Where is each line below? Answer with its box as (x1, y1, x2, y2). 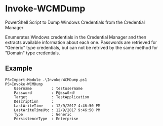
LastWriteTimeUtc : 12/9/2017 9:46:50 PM (14, 107, 100, 113)
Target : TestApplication (14, 94, 90, 99)
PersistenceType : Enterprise (14, 116, 79, 121)
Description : (14, 99, 54, 104)
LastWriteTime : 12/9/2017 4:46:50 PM (14, 103, 100, 108)
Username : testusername (14, 86, 83, 91)
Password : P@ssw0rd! (14, 90, 77, 95)
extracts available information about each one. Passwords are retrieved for (5, 39, 157, 45)
